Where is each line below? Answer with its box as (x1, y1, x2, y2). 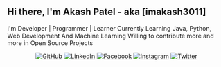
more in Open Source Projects (7, 38, 94, 47)
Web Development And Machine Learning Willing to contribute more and (7, 31, 214, 40)
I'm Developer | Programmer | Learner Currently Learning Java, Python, (7, 24, 212, 32)
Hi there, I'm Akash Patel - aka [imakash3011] (7, 6, 206, 18)
